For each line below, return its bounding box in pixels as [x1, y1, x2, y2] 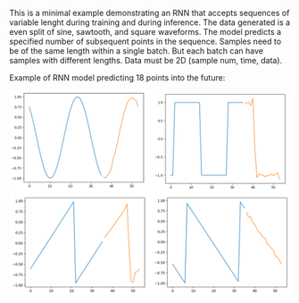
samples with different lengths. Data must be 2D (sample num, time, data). [9, 55, 283, 65]
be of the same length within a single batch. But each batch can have [9, 46, 263, 56]
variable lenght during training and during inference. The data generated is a [9, 17, 291, 28]
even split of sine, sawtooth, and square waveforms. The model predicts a [9, 27, 282, 37]
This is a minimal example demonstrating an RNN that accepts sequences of [9, 8, 290, 18]
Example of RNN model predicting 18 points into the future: [9, 72, 226, 83]
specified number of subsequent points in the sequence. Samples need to [9, 36, 282, 46]
